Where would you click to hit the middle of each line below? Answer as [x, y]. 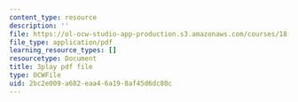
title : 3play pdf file [51, 67]
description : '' [39, 26]
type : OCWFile [35, 75]
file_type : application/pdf [61, 42]
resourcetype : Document [53, 59]
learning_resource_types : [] [63, 51]
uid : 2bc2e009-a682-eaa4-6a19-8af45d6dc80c [91, 83]
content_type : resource [53, 17]
